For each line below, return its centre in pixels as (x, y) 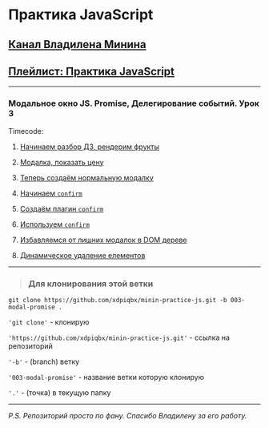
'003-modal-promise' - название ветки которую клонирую (106, 377)
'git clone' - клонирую (49, 321)
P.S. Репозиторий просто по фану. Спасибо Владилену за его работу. (128, 415)
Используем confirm (55, 224)
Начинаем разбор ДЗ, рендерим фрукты (90, 147)
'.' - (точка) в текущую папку (60, 392)
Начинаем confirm (51, 193)
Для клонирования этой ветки (90, 284)
